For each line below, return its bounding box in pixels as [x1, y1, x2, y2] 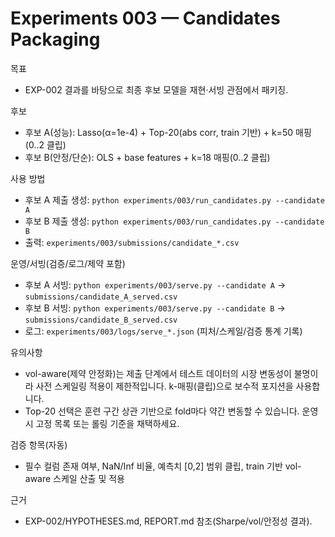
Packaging [10, 28, 101, 51]
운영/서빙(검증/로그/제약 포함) [10, 257, 126, 269]
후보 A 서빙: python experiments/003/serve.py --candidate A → [24, 278, 287, 291]
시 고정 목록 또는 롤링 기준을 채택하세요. [24, 417, 180, 429]
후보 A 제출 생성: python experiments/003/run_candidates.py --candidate [24, 193, 325, 206]
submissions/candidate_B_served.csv [24, 315, 178, 325]
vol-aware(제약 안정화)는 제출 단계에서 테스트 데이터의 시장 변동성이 [24, 367, 292, 379]
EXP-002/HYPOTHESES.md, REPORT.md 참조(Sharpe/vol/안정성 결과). [24, 515, 313, 527]
